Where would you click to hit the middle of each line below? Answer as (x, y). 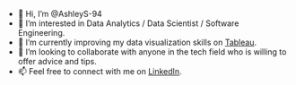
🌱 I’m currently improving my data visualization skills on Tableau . (137, 42)
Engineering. (41, 33)
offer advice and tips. (57, 61)
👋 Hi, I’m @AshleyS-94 (60, 14)
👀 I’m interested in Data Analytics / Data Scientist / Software (128, 23)
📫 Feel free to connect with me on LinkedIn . (100, 71)
